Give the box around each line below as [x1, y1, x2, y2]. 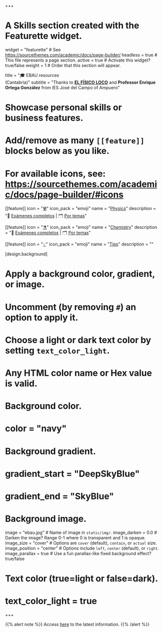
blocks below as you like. [5, 145, 109, 157]
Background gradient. [5, 446, 96, 456]
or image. [5, 279, 45, 290]
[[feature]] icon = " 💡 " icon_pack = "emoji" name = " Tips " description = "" [5, 241, 154, 247]
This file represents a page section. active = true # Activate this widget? [5, 57, 151, 63]
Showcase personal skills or [5, 102, 122, 113]
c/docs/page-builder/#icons [5, 189, 124, 200]
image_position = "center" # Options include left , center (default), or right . [5, 545, 159, 551]
